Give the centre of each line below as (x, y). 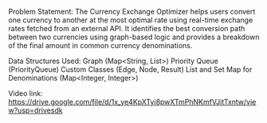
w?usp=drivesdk (35, 110)
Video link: (26, 93)
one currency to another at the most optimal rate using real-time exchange (131, 20)
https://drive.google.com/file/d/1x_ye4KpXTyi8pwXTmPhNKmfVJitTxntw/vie (132, 102)
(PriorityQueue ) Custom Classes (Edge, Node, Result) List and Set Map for (130, 69)
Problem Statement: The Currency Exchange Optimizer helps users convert (132, 12)
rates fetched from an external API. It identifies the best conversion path (127, 28)
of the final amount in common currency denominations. (100, 46)
